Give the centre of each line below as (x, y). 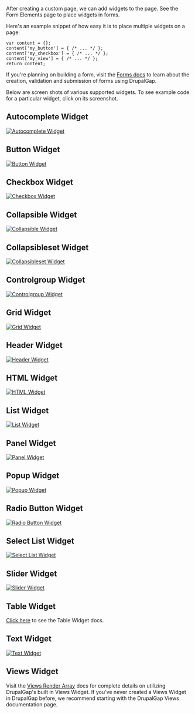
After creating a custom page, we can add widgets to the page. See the (92, 9)
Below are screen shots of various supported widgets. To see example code (98, 92)
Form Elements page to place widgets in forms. (63, 15)
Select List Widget (40, 541)
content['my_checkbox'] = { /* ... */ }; (57, 53)
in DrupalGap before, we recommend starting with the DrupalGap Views (93, 698)
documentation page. (32, 704)
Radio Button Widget (45, 509)
